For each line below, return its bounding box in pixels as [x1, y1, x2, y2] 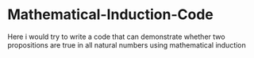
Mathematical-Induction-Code [7, 6, 214, 24]
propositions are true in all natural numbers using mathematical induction [7, 40, 247, 49]
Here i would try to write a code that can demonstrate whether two [7, 32, 225, 41]
